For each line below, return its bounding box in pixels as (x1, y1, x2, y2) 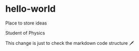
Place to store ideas (5, 20, 47, 26)
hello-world (5, 3, 56, 15)
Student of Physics (5, 30, 45, 36)
